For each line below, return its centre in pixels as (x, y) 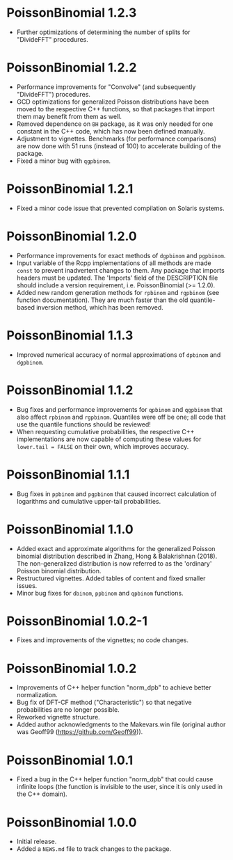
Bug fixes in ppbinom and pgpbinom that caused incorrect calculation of (116, 494)
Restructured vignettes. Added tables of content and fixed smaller (111, 578)
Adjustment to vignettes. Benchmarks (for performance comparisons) (116, 138)
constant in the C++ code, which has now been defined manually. (111, 131)
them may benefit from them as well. (69, 116)
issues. (27, 585)
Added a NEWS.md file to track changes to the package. (94, 849)
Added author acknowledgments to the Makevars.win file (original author (121, 724)
